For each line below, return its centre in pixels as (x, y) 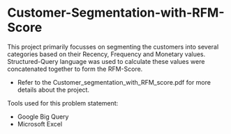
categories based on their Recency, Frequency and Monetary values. (106, 54)
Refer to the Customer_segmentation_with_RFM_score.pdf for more (114, 82)
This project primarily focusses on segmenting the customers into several (113, 47)
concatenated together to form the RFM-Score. (75, 69)
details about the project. (53, 90)
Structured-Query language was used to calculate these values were (106, 61)
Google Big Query (43, 117)
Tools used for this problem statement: (63, 103)
